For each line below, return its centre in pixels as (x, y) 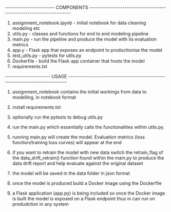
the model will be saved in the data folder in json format (71, 173)
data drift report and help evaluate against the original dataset (78, 163)
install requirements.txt (36, 107)
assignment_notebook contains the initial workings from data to (79, 92)
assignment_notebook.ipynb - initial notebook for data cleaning (79, 23)
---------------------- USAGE (36, 76)
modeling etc (26, 28)
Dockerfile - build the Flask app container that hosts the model (78, 61)
